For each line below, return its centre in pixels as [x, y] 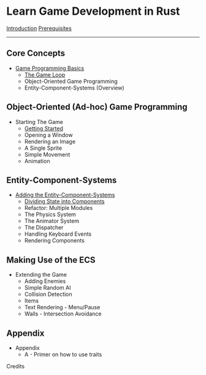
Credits [16, 366]
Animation [37, 161]
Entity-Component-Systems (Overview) [74, 88]
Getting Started [44, 128]
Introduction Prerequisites [39, 28]
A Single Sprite [43, 148]
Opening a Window [48, 135]
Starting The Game [39, 122]
